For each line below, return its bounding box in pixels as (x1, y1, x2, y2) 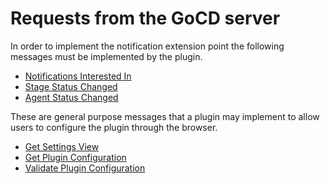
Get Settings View (24, 140, 100, 152)
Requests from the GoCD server (10, 7, 281, 30)
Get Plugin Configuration (24, 151, 127, 163)
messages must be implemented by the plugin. (10, 50, 203, 62)
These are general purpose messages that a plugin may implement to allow (10, 110, 320, 122)
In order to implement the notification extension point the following (10, 40, 285, 52)
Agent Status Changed (24, 91, 119, 103)
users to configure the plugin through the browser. (10, 121, 218, 133)
